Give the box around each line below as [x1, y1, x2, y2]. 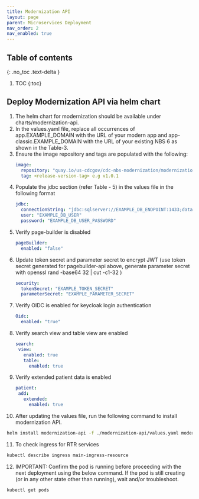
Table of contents [6, 53, 73, 63]
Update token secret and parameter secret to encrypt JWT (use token [15, 256, 185, 263]
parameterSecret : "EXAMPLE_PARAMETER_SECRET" [21, 291, 135, 297]
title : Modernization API [6, 8, 70, 15]
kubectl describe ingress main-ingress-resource [6, 452, 129, 458]
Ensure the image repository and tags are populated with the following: [15, 150, 188, 157]
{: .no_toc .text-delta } [6, 68, 60, 75]
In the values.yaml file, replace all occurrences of [15, 125, 135, 132]
